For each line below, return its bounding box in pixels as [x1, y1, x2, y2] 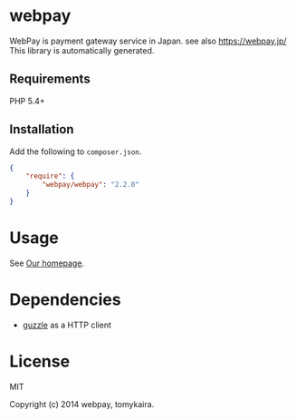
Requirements [9, 72, 91, 87]
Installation [9, 122, 74, 137]
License [9, 351, 71, 372]
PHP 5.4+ [9, 95, 45, 106]
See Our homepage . [9, 258, 84, 268]
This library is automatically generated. [9, 44, 155, 55]
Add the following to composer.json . [9, 146, 142, 157]
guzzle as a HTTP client [22, 319, 111, 330]
